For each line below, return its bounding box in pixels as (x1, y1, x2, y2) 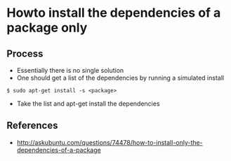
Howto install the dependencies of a (6, 5, 221, 21)
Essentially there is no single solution (16, 66, 124, 74)
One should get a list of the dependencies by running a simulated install (16, 73, 225, 82)
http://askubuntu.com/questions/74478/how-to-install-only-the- (16, 138, 203, 146)
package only (6, 20, 88, 36)
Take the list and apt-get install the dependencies (16, 99, 160, 108)
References (6, 120, 58, 132)
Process (6, 48, 44, 59)
